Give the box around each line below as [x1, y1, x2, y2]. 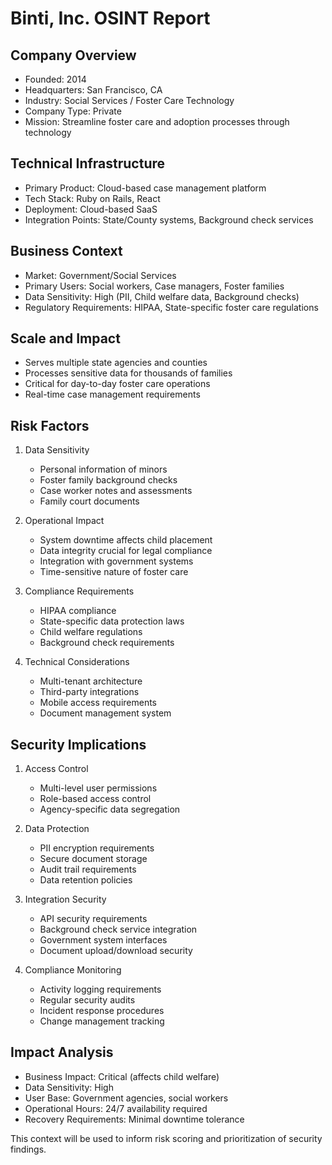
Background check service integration [39, 923, 198, 936]
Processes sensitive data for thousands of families [24, 367, 233, 379]
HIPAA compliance [39, 605, 117, 617]
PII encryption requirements [39, 842, 155, 854]
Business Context [10, 243, 123, 260]
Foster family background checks [39, 474, 178, 486]
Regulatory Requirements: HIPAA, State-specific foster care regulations [24, 301, 319, 313]
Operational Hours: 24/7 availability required [24, 1102, 208, 1114]
